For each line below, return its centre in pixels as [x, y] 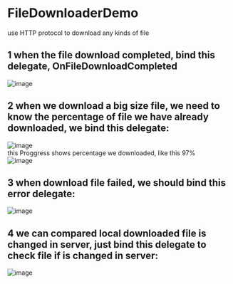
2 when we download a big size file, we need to [114, 106]
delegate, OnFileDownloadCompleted [93, 67]
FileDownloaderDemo [73, 13]
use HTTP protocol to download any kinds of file [78, 33]
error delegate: [42, 194]
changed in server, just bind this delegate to [107, 244]
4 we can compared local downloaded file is [107, 233]
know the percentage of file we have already [108, 117]
